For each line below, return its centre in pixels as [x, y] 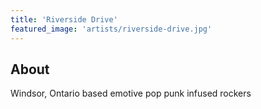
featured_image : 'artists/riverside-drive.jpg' [111, 29]
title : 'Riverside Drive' [64, 19]
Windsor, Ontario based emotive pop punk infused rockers [131, 93]
